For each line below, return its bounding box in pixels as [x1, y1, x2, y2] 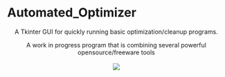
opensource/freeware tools [77, 48, 156, 56]
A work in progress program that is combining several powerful [26, 41, 206, 49]
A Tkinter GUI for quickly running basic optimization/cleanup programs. [15, 27, 218, 36]
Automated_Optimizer [7, 5, 137, 21]
